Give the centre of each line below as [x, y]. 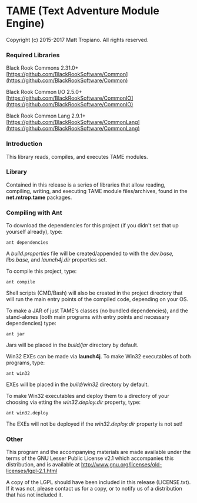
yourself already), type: [34, 232]
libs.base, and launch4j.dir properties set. [57, 260]
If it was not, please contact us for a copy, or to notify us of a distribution [94, 489]
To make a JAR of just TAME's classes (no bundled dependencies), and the [97, 311]
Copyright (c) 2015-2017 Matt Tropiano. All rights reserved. [77, 40]
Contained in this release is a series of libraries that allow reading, [86, 185]
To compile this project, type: [41, 271]
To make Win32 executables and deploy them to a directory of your [88, 396]
